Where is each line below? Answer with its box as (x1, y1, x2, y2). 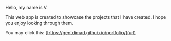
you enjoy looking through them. (5, 20, 74, 26)
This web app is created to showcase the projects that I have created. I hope (5, 14, 166, 20)
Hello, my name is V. (5, 5, 48, 10)
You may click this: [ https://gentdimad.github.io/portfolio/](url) (5, 30, 136, 35)
